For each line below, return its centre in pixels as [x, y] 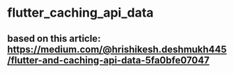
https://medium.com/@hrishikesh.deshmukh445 [117, 49]
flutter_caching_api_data [80, 13]
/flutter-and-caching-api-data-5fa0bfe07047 [109, 60]
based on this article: [54, 39]
